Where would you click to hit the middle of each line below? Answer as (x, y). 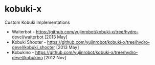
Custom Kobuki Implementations (37, 22)
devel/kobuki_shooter (33, 47)
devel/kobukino (27, 57)
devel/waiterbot (27, 37)
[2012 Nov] (55, 57)
